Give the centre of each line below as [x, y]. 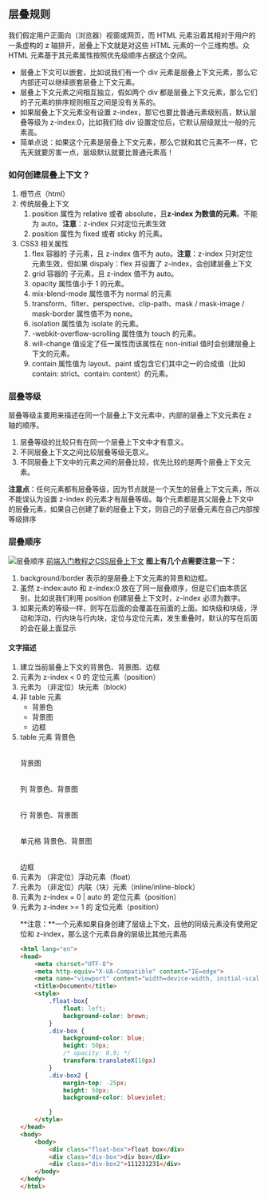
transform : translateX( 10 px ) [109, 1061]
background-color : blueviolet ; [115, 1098]
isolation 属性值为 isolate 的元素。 [87, 324]
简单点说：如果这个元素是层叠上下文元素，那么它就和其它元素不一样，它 [138, 142]
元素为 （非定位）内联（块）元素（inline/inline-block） [110, 887]
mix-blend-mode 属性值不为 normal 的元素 [102, 294]
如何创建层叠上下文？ [49, 174]
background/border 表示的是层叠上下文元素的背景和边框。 [116, 577]
